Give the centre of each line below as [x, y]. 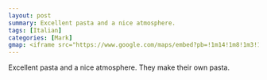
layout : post [30, 15]
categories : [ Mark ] [41, 38]
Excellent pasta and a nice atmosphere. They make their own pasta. [119, 67]
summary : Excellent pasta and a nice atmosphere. [92, 23]
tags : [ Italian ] [35, 30]
